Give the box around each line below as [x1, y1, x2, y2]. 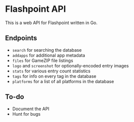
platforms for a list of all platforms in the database [12, 78, 114, 84]
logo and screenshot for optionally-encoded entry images [12, 62, 129, 68]
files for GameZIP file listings [12, 58, 73, 63]
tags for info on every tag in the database [12, 73, 97, 79]
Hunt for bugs [12, 111, 41, 117]
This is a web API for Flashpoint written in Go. [5, 20, 98, 26]
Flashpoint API [5, 3, 67, 15]
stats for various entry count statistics [12, 68, 91, 74]
